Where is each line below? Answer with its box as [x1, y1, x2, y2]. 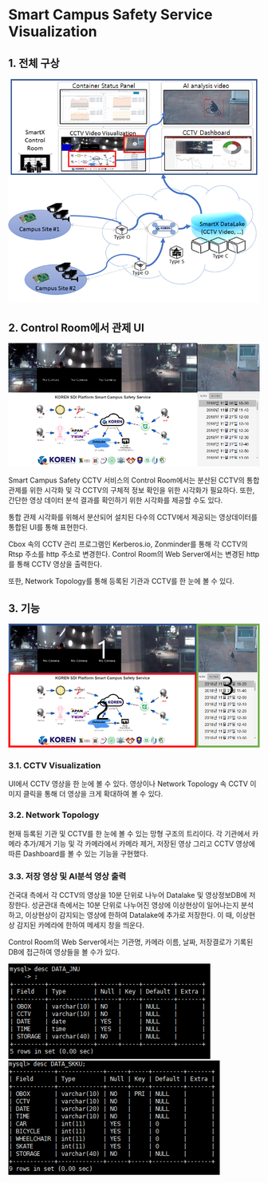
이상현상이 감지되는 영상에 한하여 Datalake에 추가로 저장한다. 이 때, [25, 910, 235, 919]
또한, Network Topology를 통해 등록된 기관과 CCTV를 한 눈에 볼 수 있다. [8, 576, 235, 586]
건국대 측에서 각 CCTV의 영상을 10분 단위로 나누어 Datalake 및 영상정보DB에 [8, 890, 247, 899]
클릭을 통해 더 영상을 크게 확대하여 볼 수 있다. [22, 789, 164, 799]
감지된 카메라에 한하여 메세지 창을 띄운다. [16, 920, 145, 930]
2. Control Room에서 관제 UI [8, 321, 145, 335]
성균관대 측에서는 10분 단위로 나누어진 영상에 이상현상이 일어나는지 [31, 900, 239, 910]
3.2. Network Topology [8, 809, 100, 820]
